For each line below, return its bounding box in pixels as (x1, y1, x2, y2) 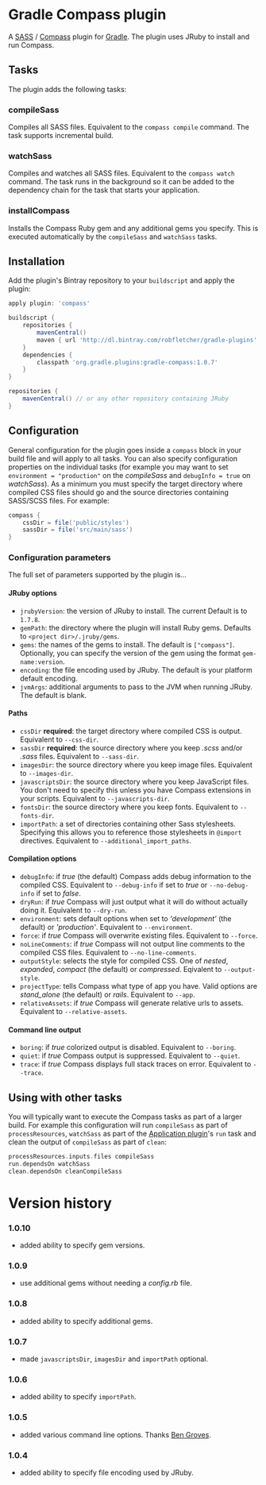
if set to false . (36, 889, 82, 898)
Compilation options (8, 854, 77, 863)
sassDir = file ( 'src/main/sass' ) (22, 526, 133, 534)
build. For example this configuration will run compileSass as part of (8, 1120, 228, 1130)
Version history (8, 1194, 113, 1212)
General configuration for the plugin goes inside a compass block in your (8, 445, 242, 454)
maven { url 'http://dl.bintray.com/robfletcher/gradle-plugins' (37, 336, 258, 344)
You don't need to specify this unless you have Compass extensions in (19, 785, 252, 795)
